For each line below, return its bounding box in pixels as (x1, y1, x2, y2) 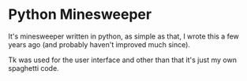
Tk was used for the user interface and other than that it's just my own (8, 55, 237, 64)
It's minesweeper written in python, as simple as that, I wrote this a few (8, 31, 239, 41)
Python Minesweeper (8, 6, 152, 24)
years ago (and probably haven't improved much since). (8, 39, 191, 49)
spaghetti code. (8, 63, 59, 72)
